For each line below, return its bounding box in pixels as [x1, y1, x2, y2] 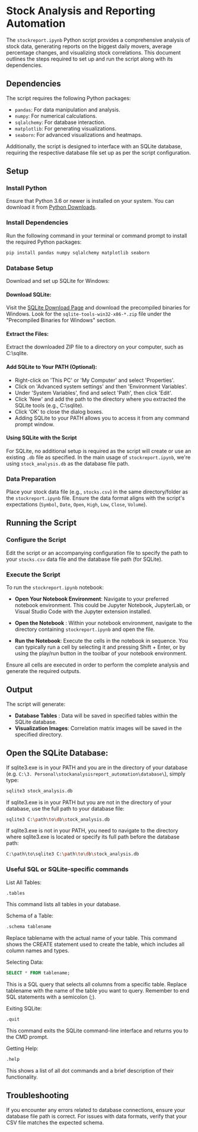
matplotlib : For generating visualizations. [14, 125, 117, 132]
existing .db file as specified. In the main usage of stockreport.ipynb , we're [6, 454, 191, 461]
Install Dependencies [6, 218, 69, 227]
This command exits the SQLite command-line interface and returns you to [6, 1027, 189, 1034]
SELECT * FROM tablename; [6, 970, 70, 976]
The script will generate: [6, 700, 66, 707]
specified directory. [14, 731, 63, 738]
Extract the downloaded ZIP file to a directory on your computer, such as [6, 343, 184, 350]
